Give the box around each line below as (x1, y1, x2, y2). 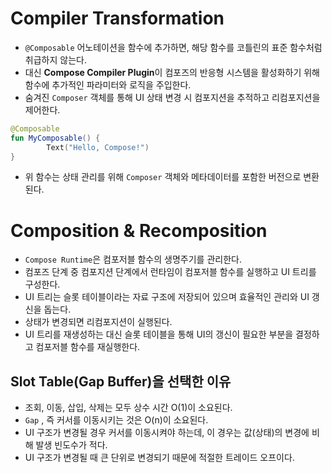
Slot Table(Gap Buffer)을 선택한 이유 (10, 373, 232, 390)
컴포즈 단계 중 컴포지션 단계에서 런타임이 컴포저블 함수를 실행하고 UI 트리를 (24, 266, 317, 278)
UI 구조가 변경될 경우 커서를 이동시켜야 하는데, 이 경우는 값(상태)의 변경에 (24, 427, 310, 439)
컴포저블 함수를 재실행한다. (35, 341, 141, 353)
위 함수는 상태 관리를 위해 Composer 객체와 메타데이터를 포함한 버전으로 (24, 171, 302, 183)
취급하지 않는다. (24, 53, 87, 66)
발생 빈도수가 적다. (35, 439, 108, 451)
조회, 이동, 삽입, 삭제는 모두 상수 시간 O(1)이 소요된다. (24, 402, 233, 414)
